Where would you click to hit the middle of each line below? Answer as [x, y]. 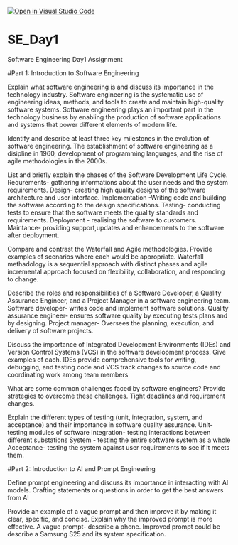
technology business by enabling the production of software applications [114, 117]
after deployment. [33, 235]
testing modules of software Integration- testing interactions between [109, 432]
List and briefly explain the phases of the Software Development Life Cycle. [118, 175]
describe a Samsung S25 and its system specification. [87, 534]
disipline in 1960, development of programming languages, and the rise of [115, 153]
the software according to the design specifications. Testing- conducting [114, 205]
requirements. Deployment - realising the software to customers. [102, 220]
